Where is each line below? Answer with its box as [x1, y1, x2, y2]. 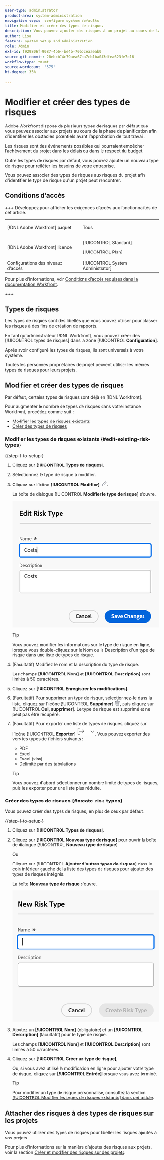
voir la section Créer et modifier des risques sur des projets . [5, 1149, 126, 1155]
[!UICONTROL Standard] [82, 239, 133, 245]
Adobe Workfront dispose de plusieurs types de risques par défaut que [5, 123, 149, 129]
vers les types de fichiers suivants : [12, 736, 84, 742]
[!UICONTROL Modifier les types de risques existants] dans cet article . [12, 1095, 155, 1101]
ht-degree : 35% [5, 70, 36, 75]
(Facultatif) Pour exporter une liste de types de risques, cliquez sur [12, 720, 147, 726]
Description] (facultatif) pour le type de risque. [12, 1032, 107, 1038]
